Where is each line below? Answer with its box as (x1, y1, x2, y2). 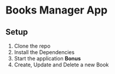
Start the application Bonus (14, 55, 81, 62)
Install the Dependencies (14, 49, 75, 56)
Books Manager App (5, 4, 108, 17)
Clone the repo (14, 42, 51, 49)
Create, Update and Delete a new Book (14, 61, 109, 68)
